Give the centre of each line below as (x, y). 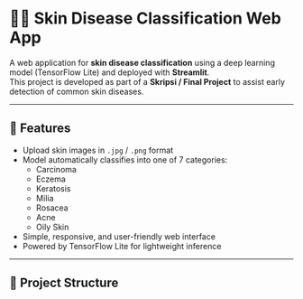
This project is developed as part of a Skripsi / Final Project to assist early (147, 81)
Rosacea (52, 208)
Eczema (50, 179)
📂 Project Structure (64, 283)
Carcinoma (56, 169)
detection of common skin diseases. (77, 91)
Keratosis (53, 188)
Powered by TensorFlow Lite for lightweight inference (122, 246)
